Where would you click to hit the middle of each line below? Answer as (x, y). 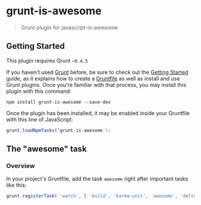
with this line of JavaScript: (40, 119)
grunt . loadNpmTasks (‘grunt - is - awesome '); (59, 130)
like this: (16, 185)
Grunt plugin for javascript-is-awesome (69, 27)
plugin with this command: (39, 91)
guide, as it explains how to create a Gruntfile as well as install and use (93, 78)
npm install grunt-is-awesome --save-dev (59, 102)
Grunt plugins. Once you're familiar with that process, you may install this (96, 85)
